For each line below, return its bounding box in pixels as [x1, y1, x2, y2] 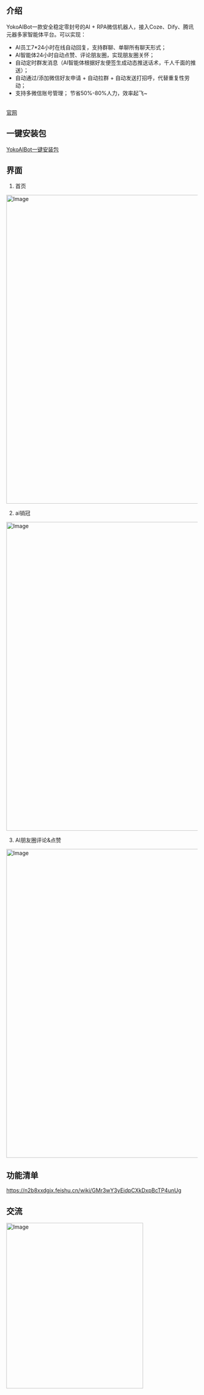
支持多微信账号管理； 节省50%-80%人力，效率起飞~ [15, 89, 148, 96]
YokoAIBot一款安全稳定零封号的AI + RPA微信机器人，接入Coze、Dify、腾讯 [6, 23, 194, 30]
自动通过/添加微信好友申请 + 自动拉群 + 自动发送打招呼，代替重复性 [15, 74, 185, 81]
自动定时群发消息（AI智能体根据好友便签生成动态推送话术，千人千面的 [15, 58, 191, 66]
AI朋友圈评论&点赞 [15, 836, 62, 844]
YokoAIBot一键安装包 [6, 146, 59, 153]
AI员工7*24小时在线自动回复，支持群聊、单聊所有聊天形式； [15, 43, 167, 51]
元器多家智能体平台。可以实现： [6, 30, 86, 38]
